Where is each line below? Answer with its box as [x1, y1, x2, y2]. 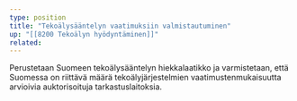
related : [9, 38, 42, 47]
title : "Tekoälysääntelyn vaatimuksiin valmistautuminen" [9, 21, 231, 30]
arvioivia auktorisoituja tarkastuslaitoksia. [9, 81, 163, 92]
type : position [9, 13, 67, 22]
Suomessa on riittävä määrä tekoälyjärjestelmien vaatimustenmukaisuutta [9, 72, 282, 83]
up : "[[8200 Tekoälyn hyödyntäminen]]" [9, 29, 159, 38]
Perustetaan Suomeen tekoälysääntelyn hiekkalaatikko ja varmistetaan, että [9, 63, 290, 73]
